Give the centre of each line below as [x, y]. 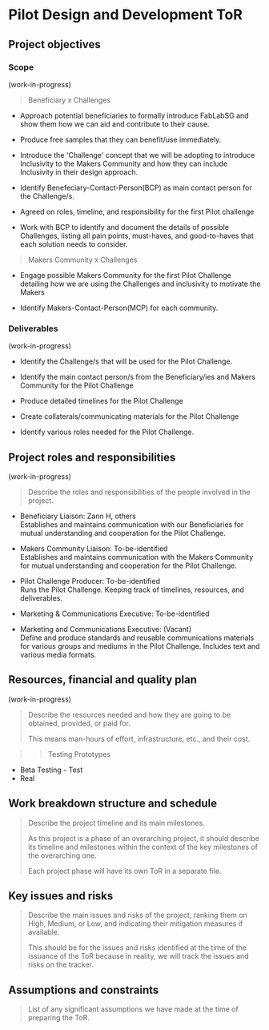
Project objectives [55, 44]
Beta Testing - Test [51, 770]
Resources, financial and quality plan [103, 680]
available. [44, 932]
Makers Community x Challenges [82, 260]
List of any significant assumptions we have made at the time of [133, 1009]
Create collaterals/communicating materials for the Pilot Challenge [129, 416]
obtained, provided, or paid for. [79, 723]
